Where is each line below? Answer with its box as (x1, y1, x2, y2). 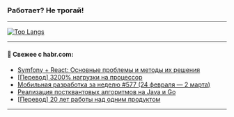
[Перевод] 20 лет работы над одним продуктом (17, 95, 161, 103)
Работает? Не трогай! (7, 6, 84, 15)
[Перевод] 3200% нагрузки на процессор (17, 73, 143, 81)
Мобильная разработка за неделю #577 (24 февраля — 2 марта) (17, 80, 211, 89)
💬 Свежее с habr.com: (7, 50, 74, 58)
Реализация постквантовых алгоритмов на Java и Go (17, 87, 176, 96)
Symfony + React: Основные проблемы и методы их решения (17, 65, 201, 74)
